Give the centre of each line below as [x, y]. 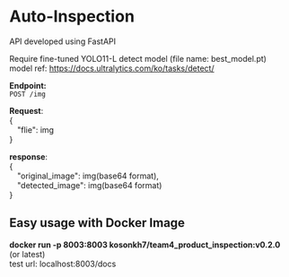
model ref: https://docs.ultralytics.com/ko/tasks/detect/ [112, 68]
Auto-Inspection [72, 17]
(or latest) [27, 254]
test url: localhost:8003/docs [63, 264]
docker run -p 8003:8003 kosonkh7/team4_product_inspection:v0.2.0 [145, 245]
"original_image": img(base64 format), [88, 176]
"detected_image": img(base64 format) [90, 185]
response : [28, 156]
